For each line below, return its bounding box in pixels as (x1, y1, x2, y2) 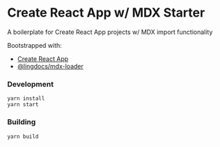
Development (7, 79, 54, 89)
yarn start (7, 101, 39, 108)
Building (7, 117, 36, 127)
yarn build (7, 133, 39, 140)
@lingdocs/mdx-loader (17, 62, 84, 70)
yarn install (7, 95, 45, 102)
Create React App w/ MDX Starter (7, 5, 205, 21)
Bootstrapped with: (7, 41, 63, 49)
